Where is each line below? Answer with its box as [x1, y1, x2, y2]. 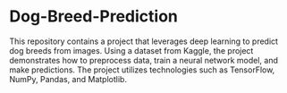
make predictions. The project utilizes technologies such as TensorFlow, [9, 64, 275, 75]
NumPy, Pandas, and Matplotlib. [9, 73, 128, 84]
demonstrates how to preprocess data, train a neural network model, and [9, 55, 279, 65]
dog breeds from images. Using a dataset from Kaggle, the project [9, 45, 254, 55]
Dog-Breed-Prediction [9, 6, 179, 27]
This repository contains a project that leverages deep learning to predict [9, 36, 279, 46]
